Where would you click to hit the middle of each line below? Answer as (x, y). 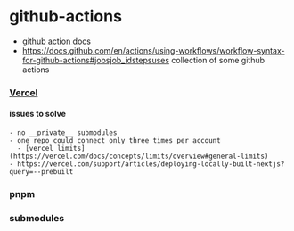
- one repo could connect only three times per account (115, 141)
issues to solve (38, 114)
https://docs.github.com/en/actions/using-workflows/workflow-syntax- (153, 50)
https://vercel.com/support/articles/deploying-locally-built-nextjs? (151, 164)
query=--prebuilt (41, 172)
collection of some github (218, 60)
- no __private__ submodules (63, 133)
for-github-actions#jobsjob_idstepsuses (96, 60)
